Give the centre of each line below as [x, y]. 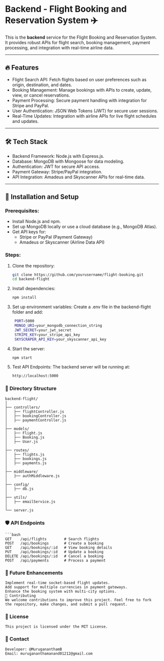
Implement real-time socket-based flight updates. [58, 583]
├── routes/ [17, 450]
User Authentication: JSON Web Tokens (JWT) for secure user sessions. [85, 111]
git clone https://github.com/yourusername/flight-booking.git [78, 275]
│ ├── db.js [20, 489]
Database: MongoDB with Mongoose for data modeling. [68, 161]
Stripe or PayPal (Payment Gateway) [56, 237]
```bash [13, 535]
